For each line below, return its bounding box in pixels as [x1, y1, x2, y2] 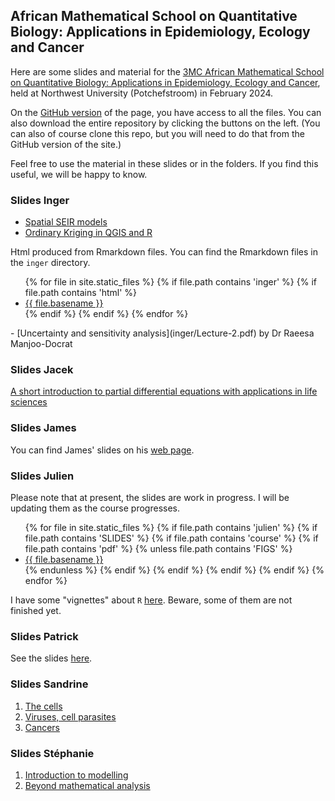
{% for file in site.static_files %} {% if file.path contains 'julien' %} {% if [24, 522, 318, 533]
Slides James [10, 421, 77, 435]
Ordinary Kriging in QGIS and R [24, 227, 153, 239]
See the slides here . [10, 652, 93, 664]
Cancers [24, 721, 60, 733]
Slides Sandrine [10, 677, 89, 691]
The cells [24, 700, 63, 712]
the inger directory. [10, 257, 91, 269]
